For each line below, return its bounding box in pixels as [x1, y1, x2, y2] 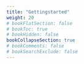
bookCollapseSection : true [6, 37, 75, 43]
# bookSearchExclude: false [6, 49, 78, 55]
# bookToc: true [6, 26, 48, 32]
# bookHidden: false [6, 32, 59, 38]
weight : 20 [6, 15, 34, 21]
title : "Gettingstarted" [6, 9, 70, 15]
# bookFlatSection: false [6, 20, 72, 26]
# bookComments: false [6, 43, 64, 49]
